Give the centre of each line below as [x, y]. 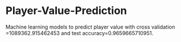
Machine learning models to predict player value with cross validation [90, 27]
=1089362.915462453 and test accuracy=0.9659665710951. [80, 33]
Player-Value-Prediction [66, 11]
